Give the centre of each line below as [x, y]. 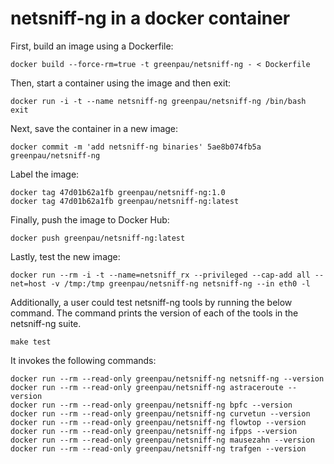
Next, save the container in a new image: [94, 128]
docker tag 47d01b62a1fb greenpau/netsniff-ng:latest [125, 201]
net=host [28, 283]
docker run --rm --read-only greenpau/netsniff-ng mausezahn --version [162, 440]
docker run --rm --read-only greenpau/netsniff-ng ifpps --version [154, 431]
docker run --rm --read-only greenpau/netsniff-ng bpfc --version [151, 405]
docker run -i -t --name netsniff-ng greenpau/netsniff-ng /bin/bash [158, 101]
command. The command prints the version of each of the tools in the [154, 313]
